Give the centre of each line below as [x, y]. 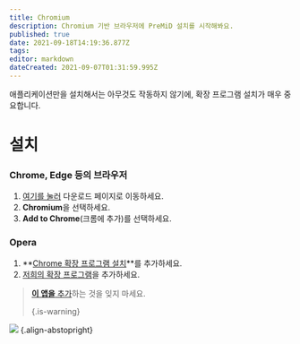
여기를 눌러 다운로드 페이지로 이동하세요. [93, 196]
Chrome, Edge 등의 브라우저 [69, 175]
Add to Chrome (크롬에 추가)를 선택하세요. [97, 219]
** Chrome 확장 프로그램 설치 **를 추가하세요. [102, 263]
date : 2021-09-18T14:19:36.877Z [69, 43]
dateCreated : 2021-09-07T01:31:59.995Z [84, 68]
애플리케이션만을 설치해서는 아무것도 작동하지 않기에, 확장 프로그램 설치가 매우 [146, 94]
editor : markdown [42, 59]
